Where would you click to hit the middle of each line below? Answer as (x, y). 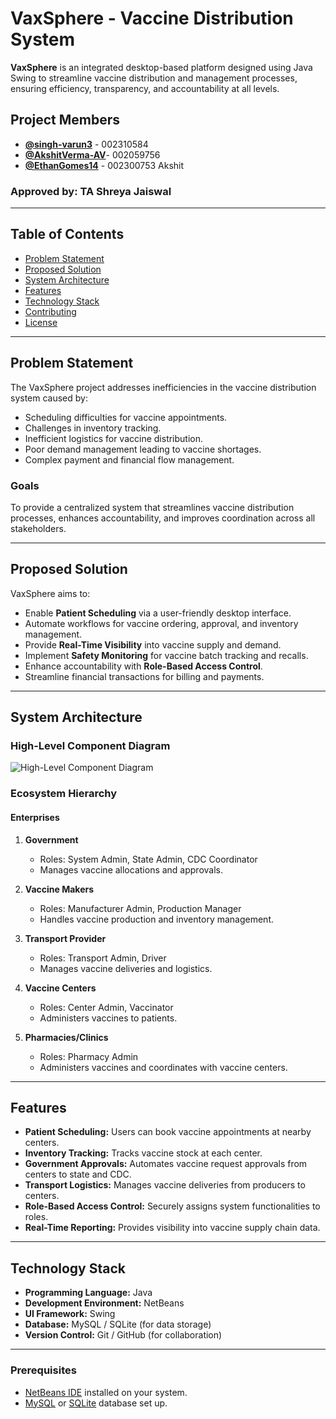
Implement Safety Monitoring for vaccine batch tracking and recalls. (166, 655)
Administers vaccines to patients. (108, 1018)
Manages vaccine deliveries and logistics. (126, 968)
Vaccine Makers (59, 889)
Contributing (50, 311)
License (41, 322)
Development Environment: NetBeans (104, 1303)
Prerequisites (43, 1370)
